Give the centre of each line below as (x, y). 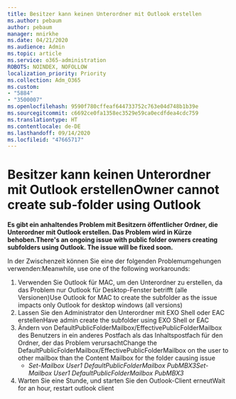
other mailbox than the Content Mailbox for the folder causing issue (116, 358)
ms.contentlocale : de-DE (44, 126)
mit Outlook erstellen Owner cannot (113, 190)
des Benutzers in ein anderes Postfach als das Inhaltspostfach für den (120, 336)
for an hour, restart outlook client (66, 388)
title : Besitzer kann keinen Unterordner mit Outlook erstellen (104, 14)
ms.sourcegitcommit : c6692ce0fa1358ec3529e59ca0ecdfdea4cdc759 (103, 113)
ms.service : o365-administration (57, 60)
